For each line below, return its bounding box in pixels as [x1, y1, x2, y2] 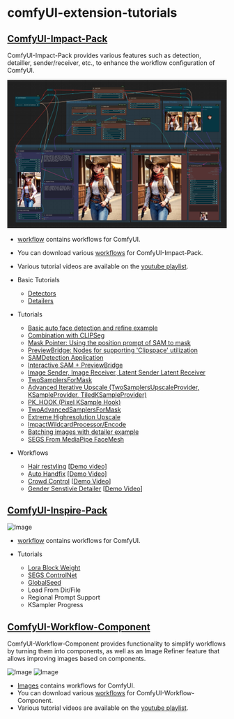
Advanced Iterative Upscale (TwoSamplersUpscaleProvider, [27, 383, 200, 391]
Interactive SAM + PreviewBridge [27, 361, 123, 369]
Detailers [27, 296, 54, 305]
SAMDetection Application [27, 353, 104, 361]
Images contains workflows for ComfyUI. [17, 681, 135, 690]
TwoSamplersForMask [27, 375, 93, 384]
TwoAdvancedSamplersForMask [27, 405, 121, 414]
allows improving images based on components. [7, 655, 146, 663]
